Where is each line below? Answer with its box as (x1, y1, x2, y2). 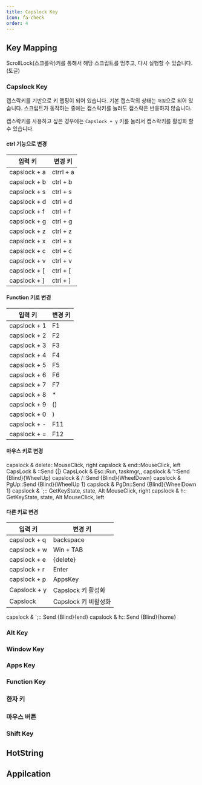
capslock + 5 (9, 360, 47, 369)
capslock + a (9, 167, 46, 176)
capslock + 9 (9, 400, 47, 408)
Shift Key (6, 729, 34, 738)
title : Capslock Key (6, 8, 59, 15)
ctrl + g (51, 217, 73, 225)
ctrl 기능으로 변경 (6, 140, 47, 147)
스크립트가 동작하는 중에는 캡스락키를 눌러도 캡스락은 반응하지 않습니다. (24, 104, 192, 112)
